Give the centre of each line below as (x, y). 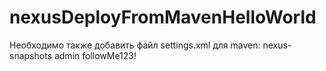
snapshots (30, 55)
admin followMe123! (95, 55)
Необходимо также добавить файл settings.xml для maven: (135, 45)
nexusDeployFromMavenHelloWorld (163, 17)
